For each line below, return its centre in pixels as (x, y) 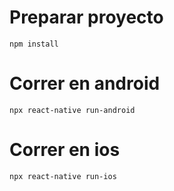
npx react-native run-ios (63, 176)
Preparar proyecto (86, 17)
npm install (34, 44)
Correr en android (85, 83)
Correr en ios (65, 150)
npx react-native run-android (72, 110)
